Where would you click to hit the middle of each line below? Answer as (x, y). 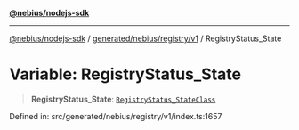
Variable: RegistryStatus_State (125, 74)
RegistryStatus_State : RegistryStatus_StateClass (123, 99)
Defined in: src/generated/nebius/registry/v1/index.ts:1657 (116, 116)
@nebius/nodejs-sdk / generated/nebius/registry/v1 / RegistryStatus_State (145, 38)
